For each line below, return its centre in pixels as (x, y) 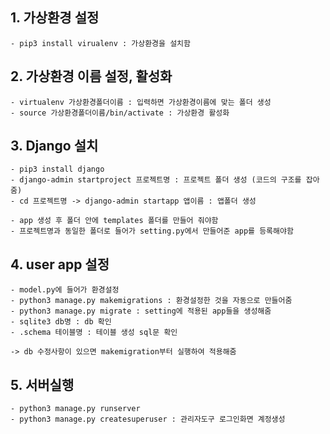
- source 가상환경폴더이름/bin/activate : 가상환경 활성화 (120, 113)
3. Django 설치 (54, 146)
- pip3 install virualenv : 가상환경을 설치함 (100, 43)
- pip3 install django (57, 169)
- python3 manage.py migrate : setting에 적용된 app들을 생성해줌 (141, 311)
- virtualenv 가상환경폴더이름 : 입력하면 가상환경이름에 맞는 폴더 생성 (141, 102)
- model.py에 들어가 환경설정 (65, 290)
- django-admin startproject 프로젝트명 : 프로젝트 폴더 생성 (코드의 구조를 (156, 180)
